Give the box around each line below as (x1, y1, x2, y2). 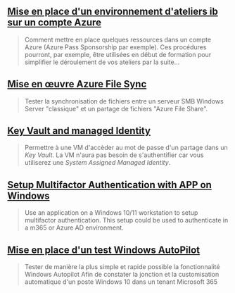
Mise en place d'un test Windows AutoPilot (7, 244, 201, 256)
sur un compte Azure (7, 17, 102, 29)
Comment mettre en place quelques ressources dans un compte (24, 35, 212, 44)
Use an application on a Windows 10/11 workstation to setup (24, 208, 198, 217)
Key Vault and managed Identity (7, 125, 151, 137)
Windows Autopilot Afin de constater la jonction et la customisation (24, 270, 220, 279)
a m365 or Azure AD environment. (24, 223, 125, 232)
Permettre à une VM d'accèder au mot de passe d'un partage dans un (24, 144, 228, 152)
